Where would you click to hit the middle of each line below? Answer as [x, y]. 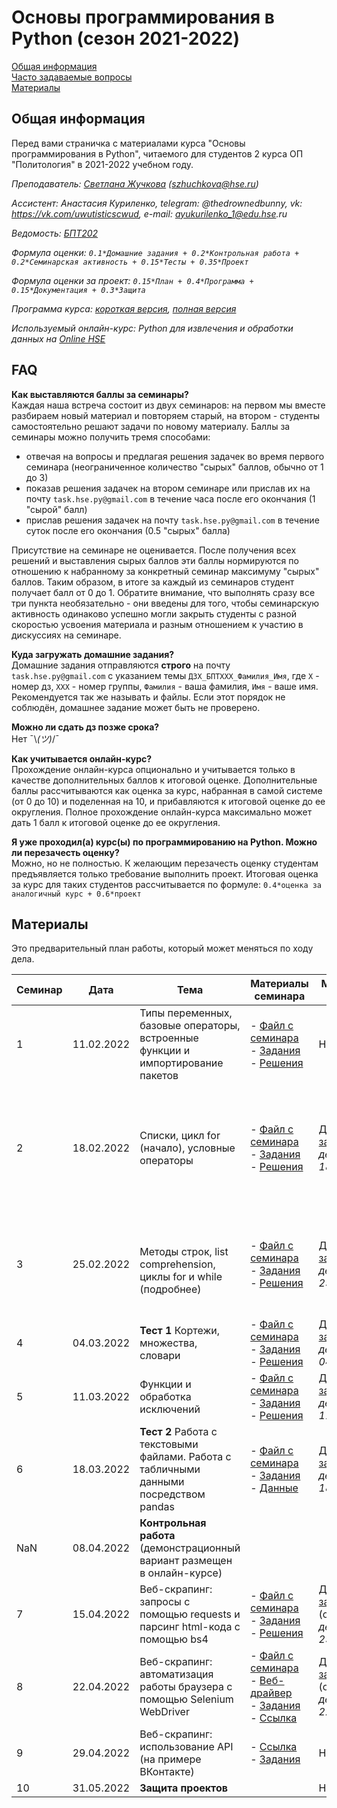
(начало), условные [187, 1148]
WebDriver [164, 1712]
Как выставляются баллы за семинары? [100, 394]
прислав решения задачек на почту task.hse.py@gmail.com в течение [172, 520]
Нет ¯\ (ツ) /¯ [35, 738]
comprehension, [177, 1264]
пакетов [159, 1076]
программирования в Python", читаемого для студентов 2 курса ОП [157, 153]
